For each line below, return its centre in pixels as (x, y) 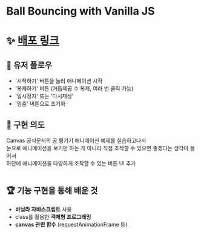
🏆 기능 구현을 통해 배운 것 (52, 191)
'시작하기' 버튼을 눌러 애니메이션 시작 (59, 81)
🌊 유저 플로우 (29, 65)
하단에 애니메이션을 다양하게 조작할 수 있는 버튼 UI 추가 (71, 163)
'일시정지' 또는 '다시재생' (44, 96)
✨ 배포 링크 (33, 41)
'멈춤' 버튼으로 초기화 (40, 104)
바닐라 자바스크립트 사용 (43, 209)
